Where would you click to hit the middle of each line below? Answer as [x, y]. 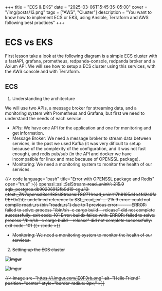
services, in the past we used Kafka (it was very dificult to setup [76, 143]
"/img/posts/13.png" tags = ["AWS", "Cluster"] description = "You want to [79, 12]
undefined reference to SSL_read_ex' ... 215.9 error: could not [89, 199]
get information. [28, 133]
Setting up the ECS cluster [38, 249]
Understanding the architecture [44, 98]
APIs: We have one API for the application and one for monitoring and [82, 128]
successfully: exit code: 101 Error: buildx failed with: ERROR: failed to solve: [80, 215]
